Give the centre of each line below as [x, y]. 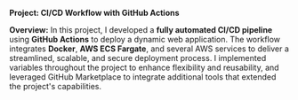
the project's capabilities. [56, 86]
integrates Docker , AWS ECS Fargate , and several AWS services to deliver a [149, 49]
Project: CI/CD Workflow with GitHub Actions [94, 13]
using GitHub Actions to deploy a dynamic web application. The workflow [145, 39]
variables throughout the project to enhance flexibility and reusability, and [144, 67]
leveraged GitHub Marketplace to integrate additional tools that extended [143, 77]
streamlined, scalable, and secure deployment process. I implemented [138, 58]
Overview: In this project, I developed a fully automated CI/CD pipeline [141, 30]
